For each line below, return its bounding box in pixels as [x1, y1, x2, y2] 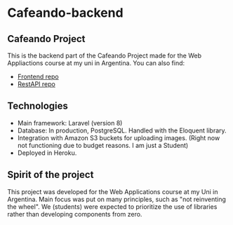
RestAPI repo [17, 80, 56, 88]
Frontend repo [17, 72, 59, 81]
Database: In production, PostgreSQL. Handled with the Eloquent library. [17, 126, 227, 135]
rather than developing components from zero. [7, 210, 142, 218]
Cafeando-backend [7, 5, 124, 21]
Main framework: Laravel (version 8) [17, 118, 123, 127]
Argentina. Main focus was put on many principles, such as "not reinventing [7, 195, 227, 203]
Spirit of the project [7, 169, 94, 181]
